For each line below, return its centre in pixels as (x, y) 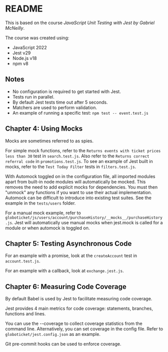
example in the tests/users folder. (41, 203)
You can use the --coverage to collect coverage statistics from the (74, 324)
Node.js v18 (25, 58)
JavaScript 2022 (30, 47)
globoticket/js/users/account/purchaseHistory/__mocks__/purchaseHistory (84, 217)
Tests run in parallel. (33, 97)
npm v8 (20, 63)
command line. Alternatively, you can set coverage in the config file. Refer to (84, 329)
